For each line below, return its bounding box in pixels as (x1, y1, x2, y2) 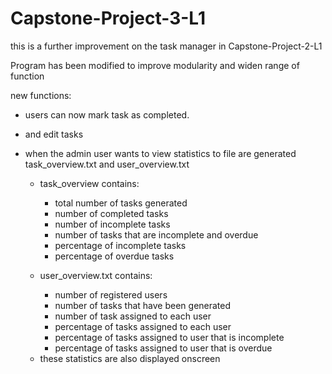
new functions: (10, 89, 72, 101)
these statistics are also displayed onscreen (39, 352, 221, 364)
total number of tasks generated (54, 197, 188, 209)
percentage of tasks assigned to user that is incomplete (54, 331, 285, 343)
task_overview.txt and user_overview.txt (24, 158, 190, 170)
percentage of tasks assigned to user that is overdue (54, 342, 273, 354)
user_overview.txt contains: (39, 269, 153, 281)
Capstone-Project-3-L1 (10, 7, 206, 30)
